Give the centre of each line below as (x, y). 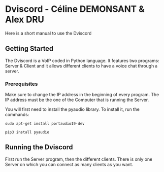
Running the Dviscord (39, 147)
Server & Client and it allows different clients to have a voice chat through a (81, 66)
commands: (17, 115)
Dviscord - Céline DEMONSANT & (75, 9)
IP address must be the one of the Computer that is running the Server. (77, 100)
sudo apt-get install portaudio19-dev (45, 124)
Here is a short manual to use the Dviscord (49, 33)
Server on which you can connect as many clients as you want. (69, 164)
